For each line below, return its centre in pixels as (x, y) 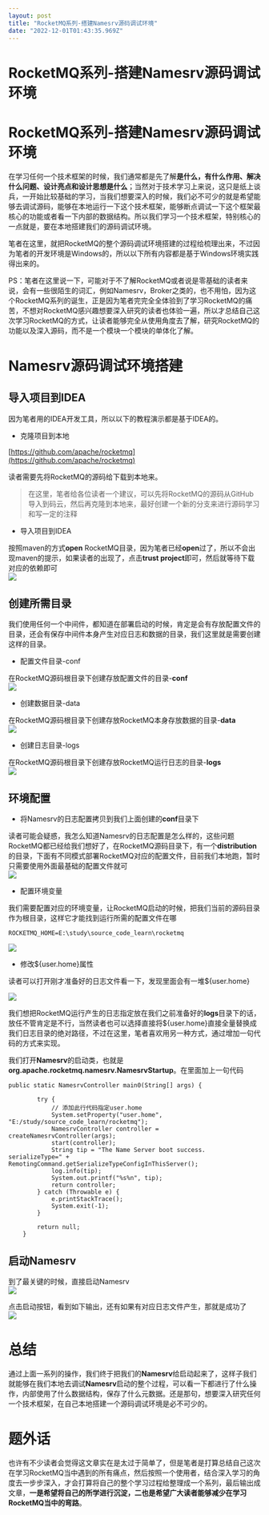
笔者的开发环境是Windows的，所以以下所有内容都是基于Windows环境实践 (137, 253)
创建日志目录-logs (50, 745)
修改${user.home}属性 (57, 964)
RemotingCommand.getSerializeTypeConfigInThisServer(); (103, 1164)
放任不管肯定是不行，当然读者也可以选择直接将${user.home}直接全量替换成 (133, 1023)
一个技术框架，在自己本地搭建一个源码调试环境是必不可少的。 (110, 1404)
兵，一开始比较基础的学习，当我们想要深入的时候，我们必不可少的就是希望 (131, 196)
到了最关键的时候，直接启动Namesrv (69, 1281)
